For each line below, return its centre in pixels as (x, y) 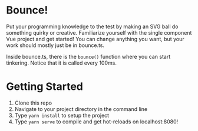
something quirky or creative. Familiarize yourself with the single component (99, 32)
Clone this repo (33, 103)
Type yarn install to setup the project (62, 115)
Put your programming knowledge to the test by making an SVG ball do (92, 26)
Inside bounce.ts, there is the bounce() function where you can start (88, 56)
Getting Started (45, 87)
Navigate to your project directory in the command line (81, 109)
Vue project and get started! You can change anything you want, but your (95, 39)
